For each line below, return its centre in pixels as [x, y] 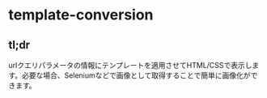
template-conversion [81, 15]
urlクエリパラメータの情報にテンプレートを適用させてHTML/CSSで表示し [130, 65]
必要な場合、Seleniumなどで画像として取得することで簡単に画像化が [136, 75]
